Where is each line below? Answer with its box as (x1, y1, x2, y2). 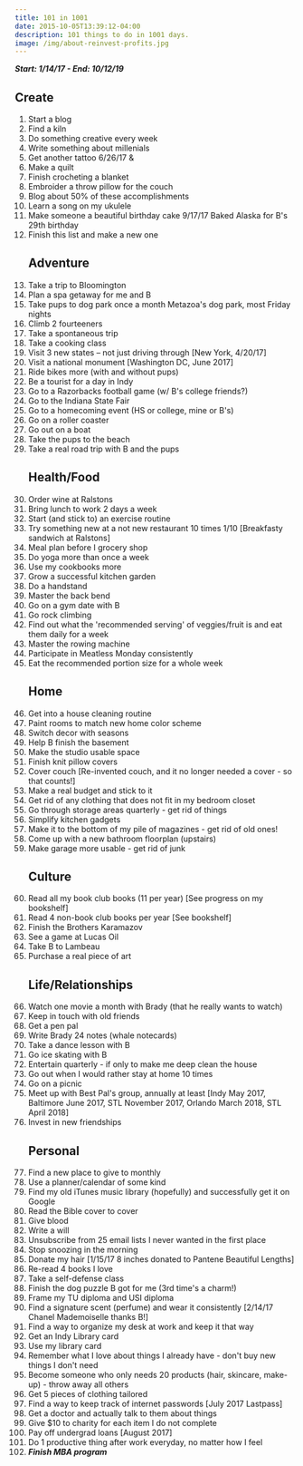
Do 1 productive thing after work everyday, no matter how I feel (27, 1436, 263, 1447)
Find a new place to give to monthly (27, 1167, 161, 1178)
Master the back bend (27, 590, 111, 601)
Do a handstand (27, 580, 88, 591)
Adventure (27, 256, 90, 271)
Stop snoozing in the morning (27, 1244, 138, 1255)
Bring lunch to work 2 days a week (27, 503, 157, 514)
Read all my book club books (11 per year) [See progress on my (27, 893, 264, 904)
